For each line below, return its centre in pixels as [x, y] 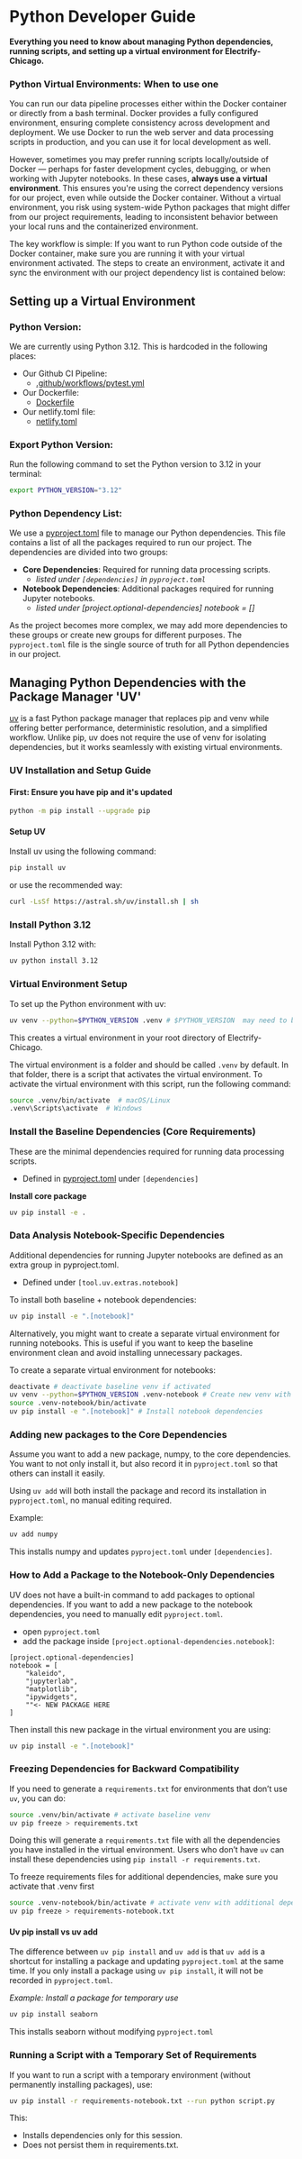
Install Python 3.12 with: [53, 945]
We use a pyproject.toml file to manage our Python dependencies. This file [147, 533]
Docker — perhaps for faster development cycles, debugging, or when [140, 169]
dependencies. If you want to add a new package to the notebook [131, 1604]
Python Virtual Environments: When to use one [114, 84]
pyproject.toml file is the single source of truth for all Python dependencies [149, 645]
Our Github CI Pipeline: [65, 373]
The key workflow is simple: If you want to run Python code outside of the [146, 244]
